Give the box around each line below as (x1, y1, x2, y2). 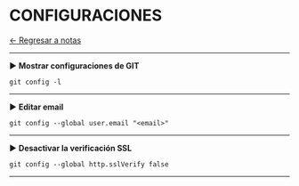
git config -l (9, 77, 62, 86)
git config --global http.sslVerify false (9, 159, 169, 169)
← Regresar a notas (9, 35, 82, 45)
